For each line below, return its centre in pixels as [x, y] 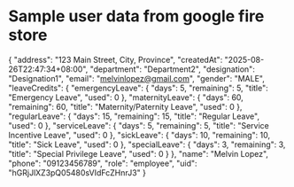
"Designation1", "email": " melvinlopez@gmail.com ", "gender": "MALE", [136, 78]
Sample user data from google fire [136, 16]
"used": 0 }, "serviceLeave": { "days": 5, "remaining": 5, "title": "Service [139, 125]
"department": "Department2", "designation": [173, 69]
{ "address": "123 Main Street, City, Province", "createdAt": [116, 59]
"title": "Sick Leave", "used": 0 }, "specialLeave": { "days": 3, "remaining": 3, [147, 144]
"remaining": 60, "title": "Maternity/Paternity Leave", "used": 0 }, [125, 106]
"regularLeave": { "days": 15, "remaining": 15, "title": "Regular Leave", [134, 116]
